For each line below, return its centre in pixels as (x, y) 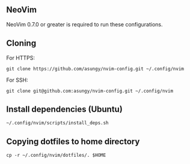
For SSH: (17, 80)
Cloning (21, 44)
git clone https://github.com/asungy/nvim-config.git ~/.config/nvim (95, 68)
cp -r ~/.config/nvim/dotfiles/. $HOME (56, 156)
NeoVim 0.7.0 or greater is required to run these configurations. (84, 24)
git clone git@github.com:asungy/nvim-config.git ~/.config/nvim (90, 91)
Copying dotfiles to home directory (73, 141)
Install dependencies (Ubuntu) (65, 110)
